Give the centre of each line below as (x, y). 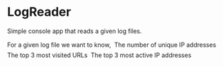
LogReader (39, 12)
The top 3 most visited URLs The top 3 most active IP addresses (99, 55)
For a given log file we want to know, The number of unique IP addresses (111, 45)
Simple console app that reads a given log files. (75, 31)
